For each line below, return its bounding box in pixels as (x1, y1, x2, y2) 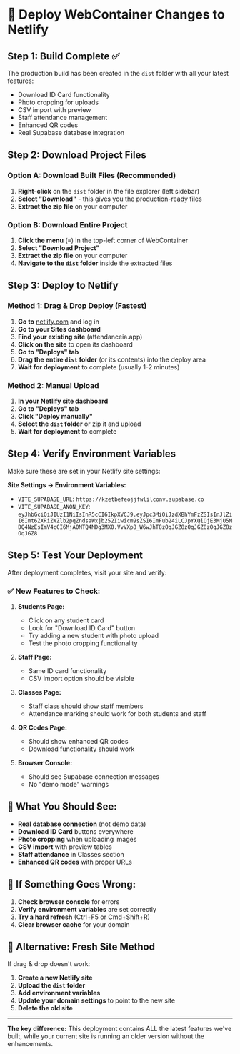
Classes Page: (17, 687, 62, 696)
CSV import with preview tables (17, 842, 112, 851)
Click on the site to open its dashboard (17, 339, 134, 349)
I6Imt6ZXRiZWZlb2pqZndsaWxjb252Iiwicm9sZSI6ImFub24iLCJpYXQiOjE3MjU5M (17, 517, 233, 524)
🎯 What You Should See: (7, 800, 117, 813)
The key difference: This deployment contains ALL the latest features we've (7, 1025, 232, 1033)
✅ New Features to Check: (7, 586, 101, 596)
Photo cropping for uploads (17, 98, 99, 106)
